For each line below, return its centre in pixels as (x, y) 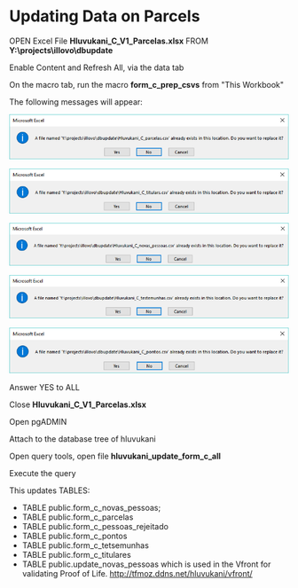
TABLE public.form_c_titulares (76, 554)
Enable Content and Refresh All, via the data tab (97, 67)
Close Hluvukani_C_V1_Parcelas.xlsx (78, 404)
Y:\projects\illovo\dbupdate (61, 50)
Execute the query (43, 473)
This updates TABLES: (50, 490)
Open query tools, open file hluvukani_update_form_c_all (115, 456)
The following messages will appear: (76, 102)
